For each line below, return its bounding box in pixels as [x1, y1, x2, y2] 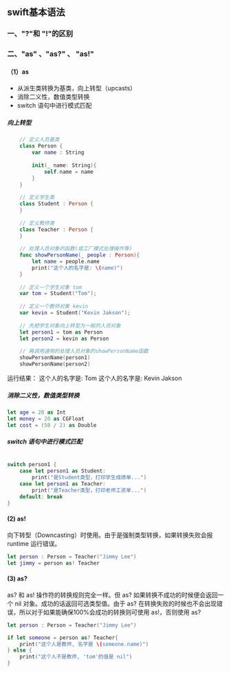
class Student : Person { [19, 201, 94, 208]
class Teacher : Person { [19, 226, 94, 233]
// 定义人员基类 [19, 137, 60, 143]
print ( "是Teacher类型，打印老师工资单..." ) [32, 487, 147, 494]
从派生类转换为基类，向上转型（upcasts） [16, 84, 136, 92]
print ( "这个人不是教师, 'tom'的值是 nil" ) [19, 654, 133, 661]
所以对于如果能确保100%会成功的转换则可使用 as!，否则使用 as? [19, 607, 201, 616]
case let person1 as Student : [19, 468, 107, 474]
